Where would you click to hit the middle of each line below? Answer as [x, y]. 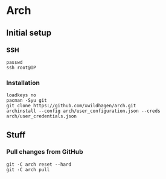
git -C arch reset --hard [39, 164]
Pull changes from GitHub [45, 152]
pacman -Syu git [27, 101]
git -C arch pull [28, 169]
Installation [23, 83]
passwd [14, 62]
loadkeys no [21, 95]
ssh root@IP [21, 68]
